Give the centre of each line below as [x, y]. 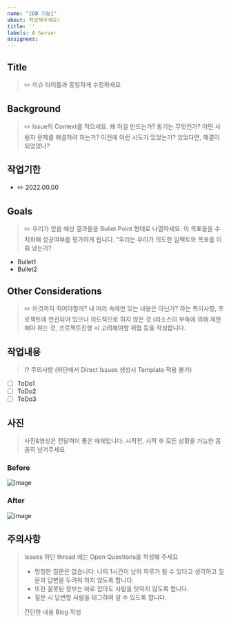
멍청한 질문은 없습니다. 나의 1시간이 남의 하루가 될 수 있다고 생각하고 [125, 572]
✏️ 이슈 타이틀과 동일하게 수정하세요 [72, 84]
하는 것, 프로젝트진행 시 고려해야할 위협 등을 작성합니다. [111, 328]
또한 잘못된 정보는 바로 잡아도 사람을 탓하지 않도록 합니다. [112, 589]
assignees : [23, 39]
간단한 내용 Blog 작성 [52, 612]
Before [19, 468]
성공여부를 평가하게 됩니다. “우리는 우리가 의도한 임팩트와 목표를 [129, 239]
